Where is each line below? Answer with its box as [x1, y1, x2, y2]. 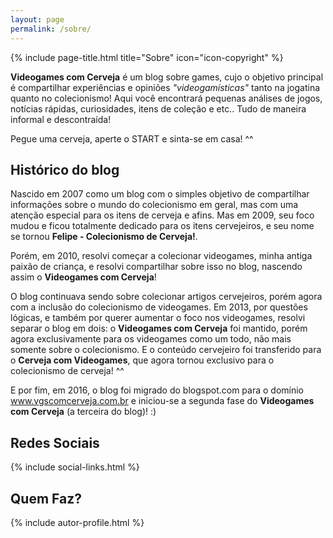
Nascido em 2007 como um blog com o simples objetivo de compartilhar [10, 188, 310, 200]
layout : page [10, 14, 65, 25]
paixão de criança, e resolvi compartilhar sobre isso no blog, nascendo [10, 261, 303, 273]
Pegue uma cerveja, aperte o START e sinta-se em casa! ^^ [10, 132, 254, 145]
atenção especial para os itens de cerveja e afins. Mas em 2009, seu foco [10, 209, 315, 221]
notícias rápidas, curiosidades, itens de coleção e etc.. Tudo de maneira [10, 102, 307, 115]
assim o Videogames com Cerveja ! [10, 271, 157, 283]
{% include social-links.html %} [10, 461, 140, 473]
